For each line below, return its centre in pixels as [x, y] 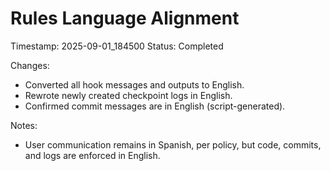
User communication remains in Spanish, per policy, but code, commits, [173, 144]
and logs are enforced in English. [92, 155]
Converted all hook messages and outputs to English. [134, 84]
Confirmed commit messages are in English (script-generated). [155, 106]
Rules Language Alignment [125, 18]
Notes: [24, 125]
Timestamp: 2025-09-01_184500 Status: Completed [117, 46]
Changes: [30, 65]
